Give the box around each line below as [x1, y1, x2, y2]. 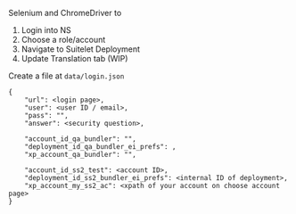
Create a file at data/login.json [8, 70, 125, 81]
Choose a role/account [21, 35, 106, 45]
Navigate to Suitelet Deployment [21, 44, 140, 54]
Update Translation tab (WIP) [21, 53, 128, 63]
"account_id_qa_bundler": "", [24, 135, 137, 144]
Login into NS [21, 25, 72, 35]
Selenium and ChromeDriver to [8, 8, 122, 18]
